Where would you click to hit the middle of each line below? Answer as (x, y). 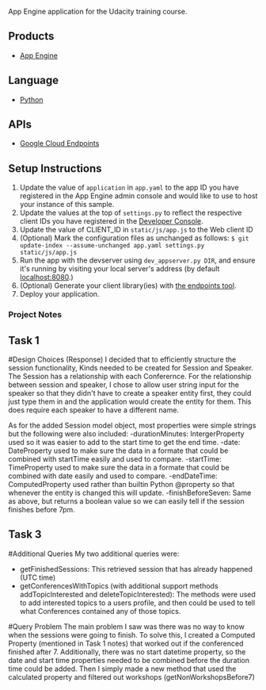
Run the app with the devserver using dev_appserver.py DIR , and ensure (137, 260)
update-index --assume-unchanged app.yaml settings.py (112, 246)
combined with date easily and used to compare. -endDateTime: (113, 476)
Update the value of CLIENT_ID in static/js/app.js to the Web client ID (136, 230)
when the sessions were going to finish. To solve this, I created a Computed (132, 634)
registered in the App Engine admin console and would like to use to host (139, 196)
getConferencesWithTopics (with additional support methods (119, 585)
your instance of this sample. (67, 205)
